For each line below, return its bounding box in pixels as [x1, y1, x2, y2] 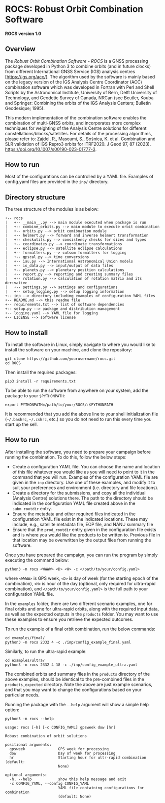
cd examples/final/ [5, 635, 45, 640]
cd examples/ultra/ [5, 658, 45, 663]
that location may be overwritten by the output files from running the [12, 537, 151, 543]
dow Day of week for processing [9, 751, 116, 756]
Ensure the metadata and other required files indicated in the [12, 511, 136, 517]
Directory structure [5, 193, 66, 201]
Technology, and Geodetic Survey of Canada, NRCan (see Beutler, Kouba [5, 95, 154, 101]
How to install [5, 328, 48, 337]
